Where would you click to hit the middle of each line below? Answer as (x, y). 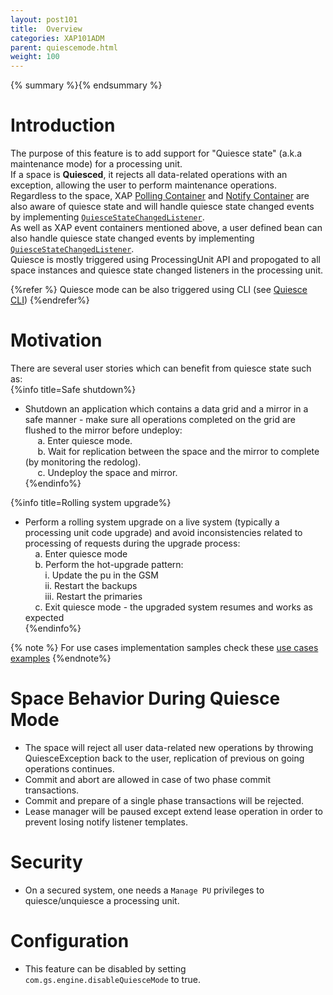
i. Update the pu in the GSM (102, 575)
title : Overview (46, 29)
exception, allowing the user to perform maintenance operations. (144, 185)
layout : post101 (44, 19)
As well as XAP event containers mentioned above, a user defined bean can (166, 228)
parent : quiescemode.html (64, 47)
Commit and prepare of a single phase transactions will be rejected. (164, 800)
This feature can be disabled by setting (105, 968)
